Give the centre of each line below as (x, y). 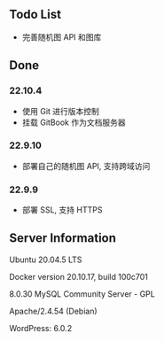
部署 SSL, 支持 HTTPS (62, 210)
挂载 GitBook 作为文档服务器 (74, 122)
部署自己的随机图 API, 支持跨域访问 (86, 166)
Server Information (63, 238)
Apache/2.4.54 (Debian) (53, 311)
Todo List (35, 15)
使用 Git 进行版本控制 (61, 111)
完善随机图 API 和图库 (62, 37)
